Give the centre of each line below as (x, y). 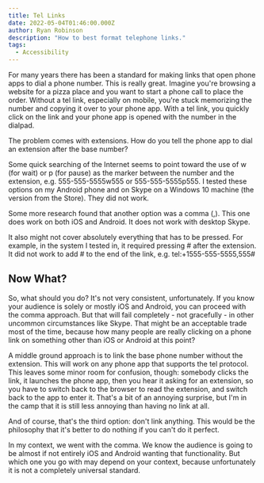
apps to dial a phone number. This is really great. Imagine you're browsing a (132, 83)
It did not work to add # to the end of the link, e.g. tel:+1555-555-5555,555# (132, 254)
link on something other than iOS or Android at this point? (102, 340)
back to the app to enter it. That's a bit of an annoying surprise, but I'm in (128, 397)
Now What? (38, 279)
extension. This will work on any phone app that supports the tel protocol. (128, 363)
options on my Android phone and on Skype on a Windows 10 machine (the (131, 190)
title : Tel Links (37, 15)
